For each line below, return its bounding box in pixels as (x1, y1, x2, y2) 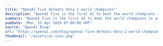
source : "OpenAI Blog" (5, 25, 51, 30)
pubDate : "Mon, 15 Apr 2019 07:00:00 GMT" (5, 20, 92, 25)
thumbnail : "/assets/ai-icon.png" (5, 34, 75, 39)
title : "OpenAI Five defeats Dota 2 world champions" (5, 7, 116, 12)
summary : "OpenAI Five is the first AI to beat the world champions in (5, 16, 153, 21)
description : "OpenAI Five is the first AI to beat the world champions (5, 11, 155, 16)
